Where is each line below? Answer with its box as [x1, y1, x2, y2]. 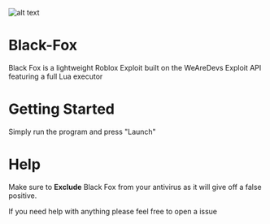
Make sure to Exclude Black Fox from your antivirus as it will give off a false [8, 182, 262, 192]
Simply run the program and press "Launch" [8, 127, 156, 136]
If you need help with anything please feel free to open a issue [8, 206, 218, 216]
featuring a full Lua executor [8, 71, 103, 81]
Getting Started [8, 100, 115, 118]
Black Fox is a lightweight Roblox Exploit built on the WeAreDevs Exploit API [8, 62, 262, 72]
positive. [8, 191, 37, 200]
